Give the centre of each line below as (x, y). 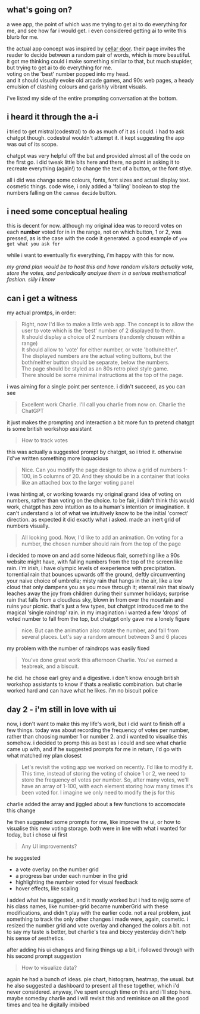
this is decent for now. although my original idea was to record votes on (94, 226)
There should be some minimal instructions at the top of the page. (102, 375)
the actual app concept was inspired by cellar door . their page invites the (96, 48)
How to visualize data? (49, 968)
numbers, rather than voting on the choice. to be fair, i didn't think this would (101, 501)
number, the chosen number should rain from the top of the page (101, 544)
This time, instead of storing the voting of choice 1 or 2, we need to (104, 774)
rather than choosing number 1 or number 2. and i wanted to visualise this (97, 737)
